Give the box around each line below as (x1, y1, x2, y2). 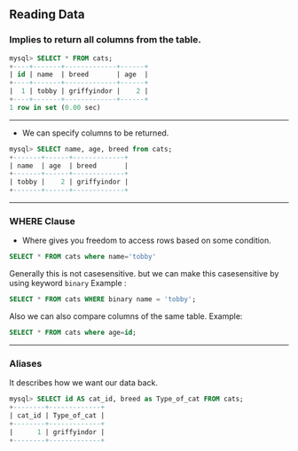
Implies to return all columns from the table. (9, 34, 201, 46)
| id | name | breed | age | (9, 70, 149, 79)
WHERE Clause (9, 214, 75, 227)
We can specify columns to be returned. (21, 128, 169, 138)
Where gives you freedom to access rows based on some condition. (21, 235, 272, 246)
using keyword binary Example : (9, 278, 127, 289)
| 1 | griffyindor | (9, 427, 105, 437)
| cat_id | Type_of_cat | (9, 411, 105, 420)
